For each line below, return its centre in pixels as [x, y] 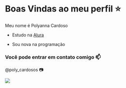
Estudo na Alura [28, 35]
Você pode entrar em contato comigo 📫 [53, 57]
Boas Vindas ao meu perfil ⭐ [63, 9]
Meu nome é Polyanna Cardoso [36, 25]
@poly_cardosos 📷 [24, 70]
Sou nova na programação [39, 44]
